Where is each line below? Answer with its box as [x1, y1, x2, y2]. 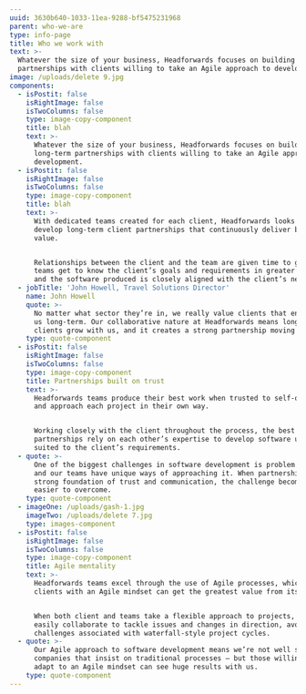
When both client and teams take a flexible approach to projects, [33, 611, 296, 620]
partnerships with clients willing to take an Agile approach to [17, 65, 271, 74]
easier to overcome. [33, 485, 112, 495]
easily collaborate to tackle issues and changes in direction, [33, 620, 283, 629]
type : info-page [9, 30, 71, 39]
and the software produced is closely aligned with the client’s [33, 275, 287, 284]
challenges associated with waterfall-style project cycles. [33, 628, 271, 638]
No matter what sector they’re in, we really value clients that [33, 309, 287, 318]
